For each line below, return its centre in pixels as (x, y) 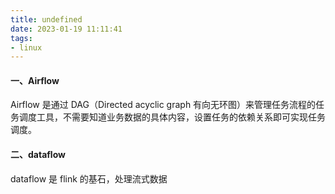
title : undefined (46, 19)
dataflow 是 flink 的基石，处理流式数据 (89, 178)
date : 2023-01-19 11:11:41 (66, 29)
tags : (21, 38)
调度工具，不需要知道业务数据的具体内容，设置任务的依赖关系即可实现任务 (172, 117)
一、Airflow (35, 80)
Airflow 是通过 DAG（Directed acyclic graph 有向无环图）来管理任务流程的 (163, 105)
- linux (26, 47)
